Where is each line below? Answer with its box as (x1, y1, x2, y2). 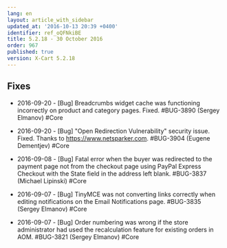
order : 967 (7, 42, 39, 49)
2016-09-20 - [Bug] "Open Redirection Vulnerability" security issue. (17, 127, 210, 135)
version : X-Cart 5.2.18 (7, 55, 76, 62)
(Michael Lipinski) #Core (17, 176, 87, 185)
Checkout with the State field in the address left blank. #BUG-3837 (17, 169, 207, 178)
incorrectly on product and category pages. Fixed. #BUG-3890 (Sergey (17, 106, 220, 114)
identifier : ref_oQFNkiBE (7, 29, 81, 37)
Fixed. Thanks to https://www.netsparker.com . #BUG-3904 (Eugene (17, 134, 210, 142)
